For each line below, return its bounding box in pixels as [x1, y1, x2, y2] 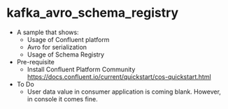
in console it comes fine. [27, 94, 99, 103]
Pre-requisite [16, 57, 55, 66]
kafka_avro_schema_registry [6, 5, 179, 21]
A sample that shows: [16, 28, 79, 36]
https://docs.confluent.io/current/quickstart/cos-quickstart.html [27, 72, 211, 81]
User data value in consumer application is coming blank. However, [27, 87, 222, 96]
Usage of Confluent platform [27, 35, 110, 43]
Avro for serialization [27, 43, 87, 51]
